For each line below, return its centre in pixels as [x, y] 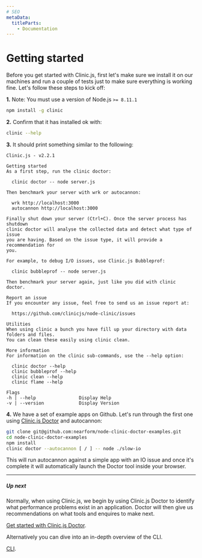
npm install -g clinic [35, 111]
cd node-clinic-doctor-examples [47, 437]
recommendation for [31, 245]
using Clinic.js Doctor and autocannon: [54, 420]
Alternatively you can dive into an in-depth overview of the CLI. [84, 537]
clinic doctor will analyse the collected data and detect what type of [99, 229]
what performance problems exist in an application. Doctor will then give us [100, 507]
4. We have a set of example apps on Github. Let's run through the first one [100, 414]
